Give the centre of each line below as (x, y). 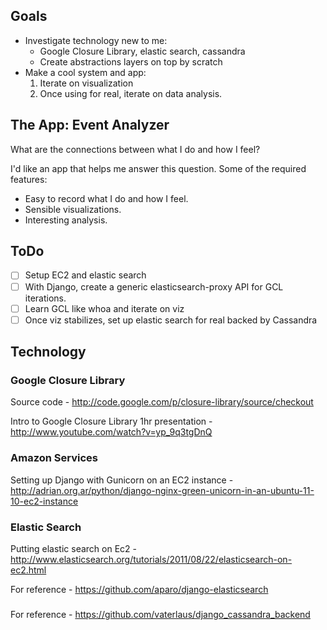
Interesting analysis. (66, 220)
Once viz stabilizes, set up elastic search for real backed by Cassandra (171, 320)
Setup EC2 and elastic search (85, 275)
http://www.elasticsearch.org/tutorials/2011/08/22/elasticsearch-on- (151, 559)
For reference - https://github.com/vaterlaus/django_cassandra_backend (160, 614)
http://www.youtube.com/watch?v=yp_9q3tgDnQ (111, 432)
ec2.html (28, 570)
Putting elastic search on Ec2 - (74, 548)
